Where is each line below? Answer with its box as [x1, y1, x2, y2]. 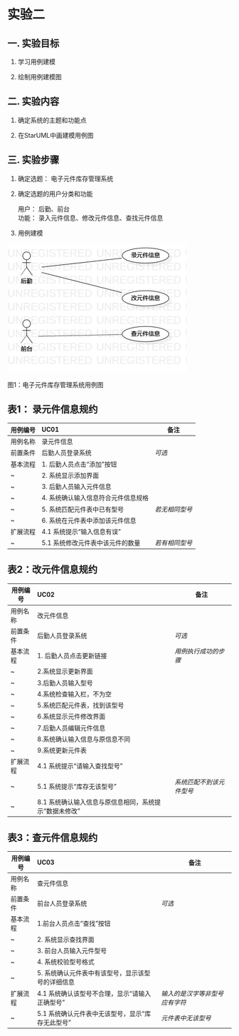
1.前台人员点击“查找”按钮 [36, 919, 111, 928]
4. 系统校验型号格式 [36, 957, 95, 966]
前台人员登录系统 [36, 899, 87, 907]
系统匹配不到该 [174, 778, 218, 786]
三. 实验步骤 [7, 154, 60, 166]
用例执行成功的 [174, 647, 218, 655]
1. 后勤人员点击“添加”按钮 [41, 460, 117, 468]
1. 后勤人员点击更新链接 [37, 651, 107, 660]
